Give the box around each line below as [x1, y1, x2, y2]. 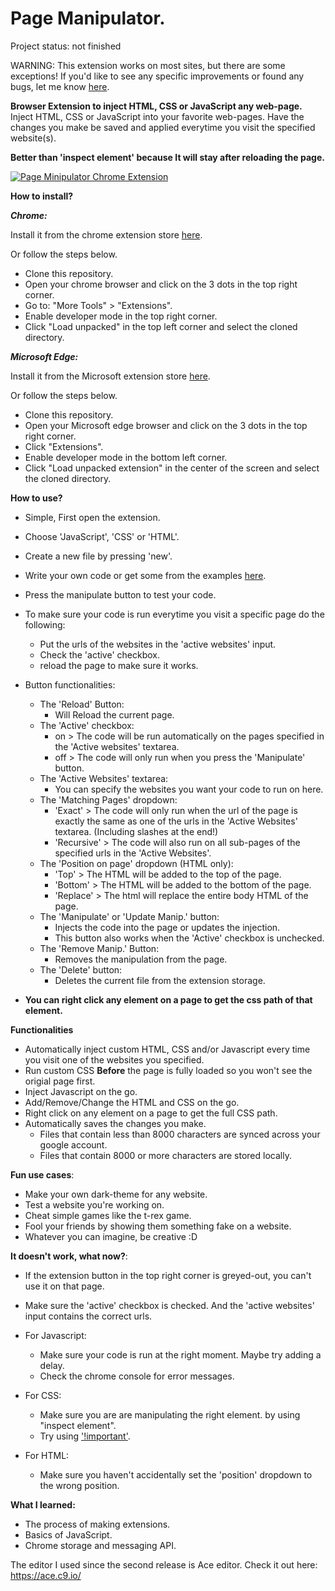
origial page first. [24, 1075, 96, 1087]
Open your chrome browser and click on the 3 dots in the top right [24, 278, 298, 290]
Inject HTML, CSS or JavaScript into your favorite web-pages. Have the [10, 110, 305, 122]
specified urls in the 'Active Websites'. [54, 847, 212, 859]
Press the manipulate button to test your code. [24, 588, 217, 601]
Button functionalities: [24, 678, 116, 691]
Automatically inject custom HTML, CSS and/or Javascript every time [24, 1043, 311, 1055]
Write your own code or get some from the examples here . [24, 569, 267, 581]
